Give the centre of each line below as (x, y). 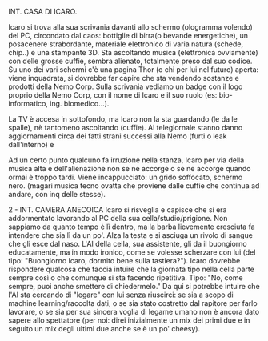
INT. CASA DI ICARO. (43, 12)
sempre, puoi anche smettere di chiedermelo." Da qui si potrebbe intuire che (134, 286)
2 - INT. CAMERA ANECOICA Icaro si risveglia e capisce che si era (118, 210)
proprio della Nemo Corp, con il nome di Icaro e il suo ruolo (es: (113, 95)
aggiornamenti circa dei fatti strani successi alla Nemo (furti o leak (118, 136)
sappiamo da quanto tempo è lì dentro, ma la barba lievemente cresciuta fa (132, 227)
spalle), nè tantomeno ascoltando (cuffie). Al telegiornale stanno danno (126, 128)
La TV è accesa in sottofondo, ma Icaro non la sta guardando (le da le (123, 119)
